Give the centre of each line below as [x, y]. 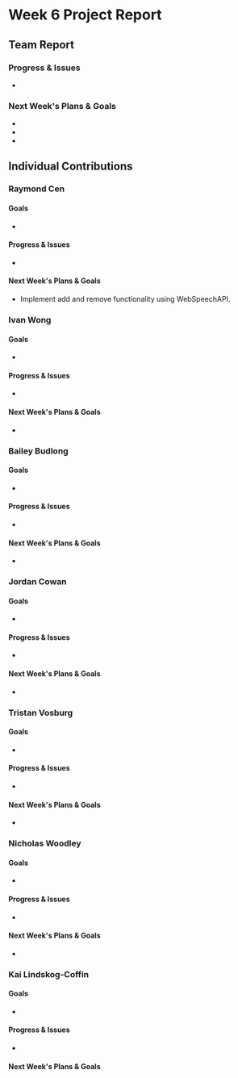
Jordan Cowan [38, 582]
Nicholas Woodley [45, 843]
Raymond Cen [37, 189]
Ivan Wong [30, 320]
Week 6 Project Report [86, 15]
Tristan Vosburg [41, 712]
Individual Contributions [71, 166]
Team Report [42, 45]
